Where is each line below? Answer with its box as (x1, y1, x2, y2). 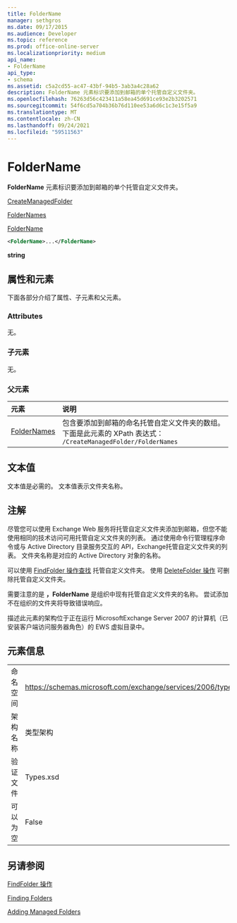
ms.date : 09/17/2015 (7, 23, 68, 30)
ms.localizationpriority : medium (7, 50, 106, 57)
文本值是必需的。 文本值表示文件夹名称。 (7, 481, 127, 490)
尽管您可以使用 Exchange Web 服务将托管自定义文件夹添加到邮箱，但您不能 (7, 524, 228, 533)
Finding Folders (7, 894, 53, 903)
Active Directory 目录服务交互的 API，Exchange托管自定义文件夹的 (27, 542, 222, 550)
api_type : (7, 69, 37, 76)
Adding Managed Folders (7, 907, 81, 916)
